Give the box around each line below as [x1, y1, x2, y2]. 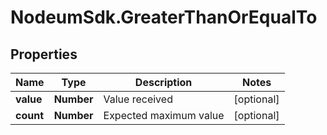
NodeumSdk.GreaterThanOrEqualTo [10, 6, 318, 29]
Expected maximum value [103, 109, 225, 122]
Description [134, 76, 193, 89]
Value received [103, 92, 173, 106]
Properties [10, 46, 78, 63]
